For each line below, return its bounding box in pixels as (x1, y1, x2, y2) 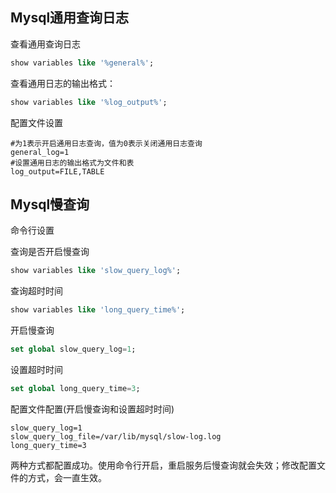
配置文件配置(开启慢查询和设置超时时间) (10, 403, 175, 415)
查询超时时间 (10, 285, 63, 297)
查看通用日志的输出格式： (10, 77, 116, 89)
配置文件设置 (10, 116, 63, 128)
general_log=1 (10, 147, 70, 157)
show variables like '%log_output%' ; (10, 97, 168, 107)
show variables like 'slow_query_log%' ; (10, 266, 182, 276)
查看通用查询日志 (10, 38, 81, 50)
